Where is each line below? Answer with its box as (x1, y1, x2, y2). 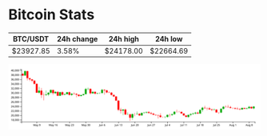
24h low (154, 34, 183, 44)
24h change (57, 34, 98, 44)
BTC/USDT (13, 34, 50, 44)
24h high (108, 34, 140, 44)
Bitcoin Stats (8, 6, 95, 24)
